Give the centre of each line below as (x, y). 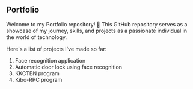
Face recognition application (50, 60)
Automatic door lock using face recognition (68, 67)
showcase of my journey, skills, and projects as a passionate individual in (97, 31)
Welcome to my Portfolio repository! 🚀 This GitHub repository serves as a (97, 24)
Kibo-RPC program (38, 79)
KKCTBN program (37, 73)
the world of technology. (37, 37)
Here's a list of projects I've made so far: (57, 49)
